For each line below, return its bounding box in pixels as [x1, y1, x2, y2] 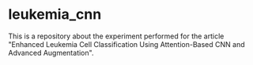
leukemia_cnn [8, 5, 102, 23]
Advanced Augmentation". [8, 48, 94, 57]
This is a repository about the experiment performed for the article [8, 31, 225, 41]
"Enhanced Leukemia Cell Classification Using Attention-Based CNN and [8, 39, 245, 49]
